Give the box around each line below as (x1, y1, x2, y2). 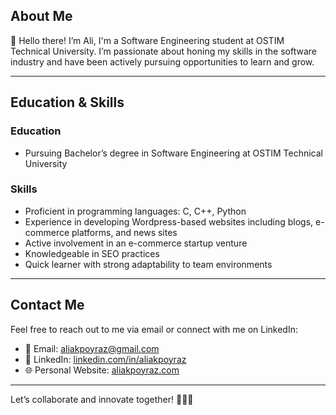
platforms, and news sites (71, 226, 178, 238)
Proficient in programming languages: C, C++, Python (24, 205, 247, 217)
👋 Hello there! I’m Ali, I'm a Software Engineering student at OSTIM (10, 34, 285, 46)
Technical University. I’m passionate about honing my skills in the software (10, 45, 317, 57)
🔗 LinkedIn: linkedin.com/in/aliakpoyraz (24, 353, 187, 365)
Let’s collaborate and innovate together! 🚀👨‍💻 (10, 393, 194, 405)
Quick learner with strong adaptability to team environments (24, 258, 273, 270)
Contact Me (10, 297, 85, 314)
